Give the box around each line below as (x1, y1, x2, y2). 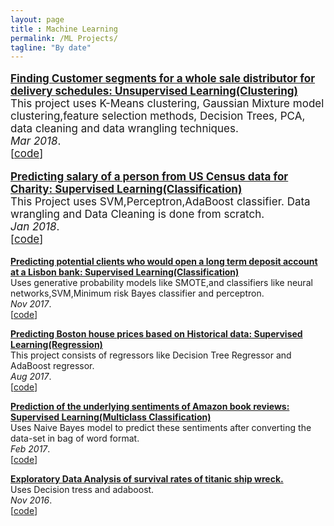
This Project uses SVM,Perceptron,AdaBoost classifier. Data (10, 195, 311, 209)
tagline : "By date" (10, 42, 92, 53)
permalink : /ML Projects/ (10, 33, 118, 43)
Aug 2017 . (10, 371, 52, 383)
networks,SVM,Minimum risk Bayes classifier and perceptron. (10, 287, 265, 300)
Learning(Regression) (10, 339, 103, 351)
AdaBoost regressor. (10, 360, 95, 372)
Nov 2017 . (10, 298, 52, 310)
